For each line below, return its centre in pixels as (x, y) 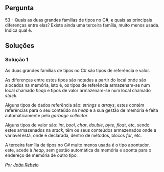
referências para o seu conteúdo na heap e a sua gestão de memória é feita (82, 110)
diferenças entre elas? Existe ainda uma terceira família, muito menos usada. (82, 25)
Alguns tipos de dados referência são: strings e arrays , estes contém (75, 105)
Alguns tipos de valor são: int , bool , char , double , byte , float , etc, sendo (77, 125)
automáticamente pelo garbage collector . (47, 115)
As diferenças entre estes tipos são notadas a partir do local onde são (76, 80)
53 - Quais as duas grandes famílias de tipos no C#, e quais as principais (79, 20)
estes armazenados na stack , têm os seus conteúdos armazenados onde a (81, 130)
